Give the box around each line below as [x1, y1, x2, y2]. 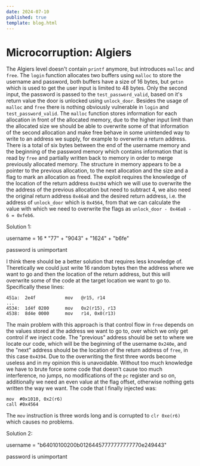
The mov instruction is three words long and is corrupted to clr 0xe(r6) [6, 412, 181, 419]
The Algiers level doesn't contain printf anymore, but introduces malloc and [6, 65, 195, 72]
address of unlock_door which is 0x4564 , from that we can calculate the [6, 199, 181, 206]
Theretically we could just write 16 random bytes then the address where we [6, 264, 194, 272]
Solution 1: [6, 223, 32, 230]
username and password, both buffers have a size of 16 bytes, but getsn [6, 78, 184, 86]
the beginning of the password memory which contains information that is [6, 148, 188, 156]
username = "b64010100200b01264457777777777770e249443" [6, 441, 167, 449]
